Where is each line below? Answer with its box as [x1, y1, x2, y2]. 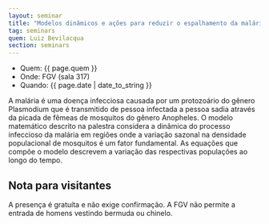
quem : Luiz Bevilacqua [8, 34, 84, 42]
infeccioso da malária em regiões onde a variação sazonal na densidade [8, 130, 247, 140]
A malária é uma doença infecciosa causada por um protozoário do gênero [8, 96, 255, 106]
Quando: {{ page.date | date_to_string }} [19, 81, 152, 90]
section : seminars [8, 42, 70, 50]
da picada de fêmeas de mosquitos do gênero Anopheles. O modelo [8, 113, 234, 122]
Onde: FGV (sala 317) [19, 72, 90, 82]
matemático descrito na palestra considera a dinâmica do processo [8, 122, 231, 131]
